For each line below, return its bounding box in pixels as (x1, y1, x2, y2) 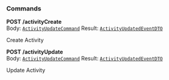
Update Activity (6, 67, 46, 74)
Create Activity (6, 37, 44, 44)
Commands (6, 4, 41, 13)
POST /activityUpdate (6, 48, 63, 56)
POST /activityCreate (6, 18, 62, 26)
